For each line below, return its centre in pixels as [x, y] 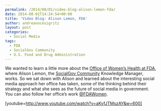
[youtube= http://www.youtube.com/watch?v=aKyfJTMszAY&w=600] [73, 103]
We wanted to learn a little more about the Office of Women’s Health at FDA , [80, 68]
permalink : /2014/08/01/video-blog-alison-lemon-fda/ [60, 9]
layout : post [18, 28]
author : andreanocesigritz [32, 23]
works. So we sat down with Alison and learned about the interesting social [80, 79]
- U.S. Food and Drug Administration [47, 55]
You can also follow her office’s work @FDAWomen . [56, 94]
